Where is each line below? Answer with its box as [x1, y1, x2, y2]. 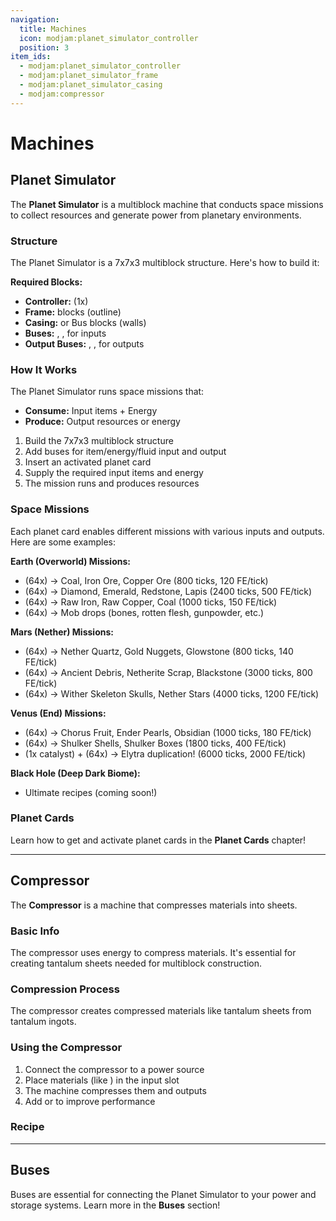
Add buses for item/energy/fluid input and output [24, 446, 227, 458]
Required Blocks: [10, 276, 83, 288]
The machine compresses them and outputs [24, 1084, 207, 1096]
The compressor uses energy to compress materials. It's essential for [10, 946, 297, 958]
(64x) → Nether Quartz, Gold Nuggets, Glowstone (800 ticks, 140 [24, 645, 294, 657]
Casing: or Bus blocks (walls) [24, 316, 147, 328]
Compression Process [10, 982, 120, 996]
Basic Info [10, 924, 60, 938]
